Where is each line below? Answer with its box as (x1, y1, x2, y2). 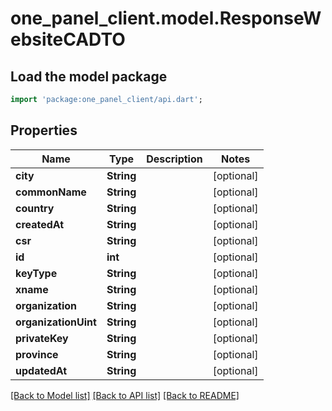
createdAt (15, 217, 65, 231)
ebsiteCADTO (10, 28, 126, 51)
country (15, 201, 55, 215)
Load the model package (10, 68, 168, 85)
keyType (15, 266, 58, 280)
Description (146, 152, 203, 166)
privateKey (15, 331, 69, 345)
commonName (15, 185, 87, 199)
